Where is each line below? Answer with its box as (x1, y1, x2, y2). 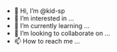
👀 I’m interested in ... (13, 14, 74, 22)
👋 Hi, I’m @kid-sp (13, 7, 65, 15)
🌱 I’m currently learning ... (13, 22, 90, 30)
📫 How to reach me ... (13, 37, 80, 45)
